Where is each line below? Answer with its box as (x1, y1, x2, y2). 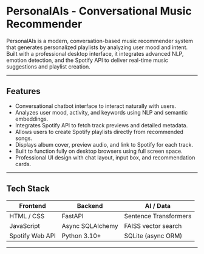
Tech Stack (6, 184, 50, 194)
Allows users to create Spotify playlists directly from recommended (15, 128, 184, 135)
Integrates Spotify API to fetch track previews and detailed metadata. (15, 121, 188, 129)
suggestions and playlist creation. (6, 62, 91, 70)
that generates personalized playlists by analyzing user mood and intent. (6, 44, 188, 51)
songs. (15, 135, 32, 142)
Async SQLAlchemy (61, 221, 118, 230)
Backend (76, 201, 103, 210)
